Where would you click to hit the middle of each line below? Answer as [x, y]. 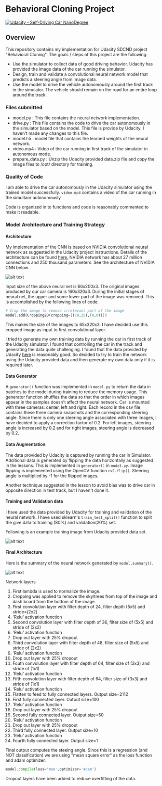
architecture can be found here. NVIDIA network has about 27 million [74, 257]
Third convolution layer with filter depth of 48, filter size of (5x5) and [81, 643]
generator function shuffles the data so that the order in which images [75, 397]
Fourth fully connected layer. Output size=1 [55, 741]
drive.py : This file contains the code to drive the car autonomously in [81, 123]
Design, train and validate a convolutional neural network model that [80, 74]
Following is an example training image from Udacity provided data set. [76, 531]
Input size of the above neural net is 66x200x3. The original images [73, 287]
